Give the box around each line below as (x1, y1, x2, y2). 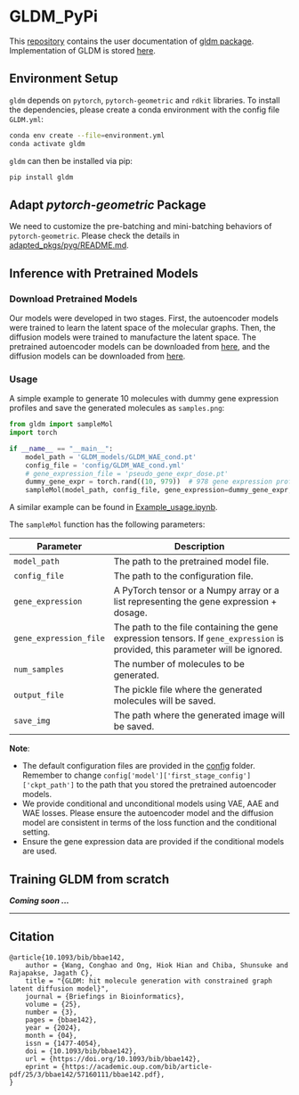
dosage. (113, 606, 148, 619)
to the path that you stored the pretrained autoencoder (76, 779, 277, 790)
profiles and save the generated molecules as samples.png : (9, 403, 225, 414)
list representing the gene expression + (113, 596, 278, 608)
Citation (9, 929, 55, 944)
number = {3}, (25, 1008, 77, 1017)
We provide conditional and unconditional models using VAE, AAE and (21, 798, 279, 809)
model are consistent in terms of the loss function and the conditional (21, 818, 278, 828)
